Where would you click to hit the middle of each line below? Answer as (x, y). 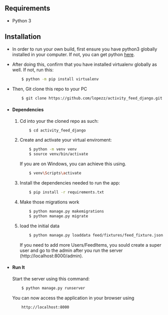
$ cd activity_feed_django (58, 130)
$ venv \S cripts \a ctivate (55, 173)
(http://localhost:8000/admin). (51, 256)
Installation (23, 37)
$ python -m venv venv (53, 149)
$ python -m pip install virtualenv (60, 79)
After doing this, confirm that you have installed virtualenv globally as (85, 64)
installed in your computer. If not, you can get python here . (73, 54)
